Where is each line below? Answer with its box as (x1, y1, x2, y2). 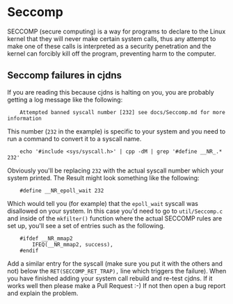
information (7, 115, 42, 122)
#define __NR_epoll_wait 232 (19, 187, 104, 194)
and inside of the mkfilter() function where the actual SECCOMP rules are (7, 214, 223, 223)
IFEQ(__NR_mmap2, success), (32, 241, 113, 248)
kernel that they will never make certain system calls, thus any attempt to (7, 34, 216, 42)
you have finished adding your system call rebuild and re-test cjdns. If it (7, 274, 213, 282)
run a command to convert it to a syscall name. (7, 134, 142, 143)
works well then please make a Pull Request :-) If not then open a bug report (7, 281, 226, 289)
